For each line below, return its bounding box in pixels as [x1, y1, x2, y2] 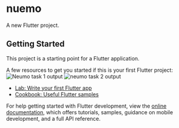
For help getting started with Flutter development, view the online [6, 102, 167, 109]
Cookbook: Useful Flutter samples [14, 90, 99, 97]
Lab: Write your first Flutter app [14, 84, 92, 92]
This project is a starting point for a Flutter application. [6, 54, 140, 62]
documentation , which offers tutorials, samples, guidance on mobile [6, 108, 173, 115]
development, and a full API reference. [6, 115, 101, 122]
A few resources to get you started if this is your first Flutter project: [6, 66, 173, 74]
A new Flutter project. [6, 22, 60, 29]
